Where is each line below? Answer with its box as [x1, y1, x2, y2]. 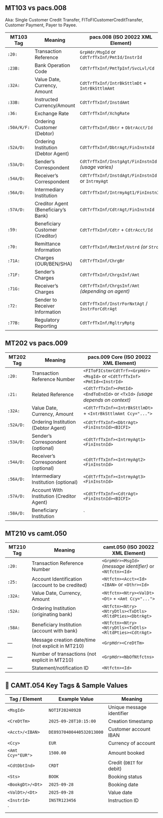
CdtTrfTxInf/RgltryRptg [80, 320, 135, 325]
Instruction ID [108, 797, 139, 804]
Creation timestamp [108, 718, 153, 725]
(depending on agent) [80, 287, 130, 294]
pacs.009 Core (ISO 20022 [87, 353, 151, 360]
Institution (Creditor [32, 493, 76, 499]
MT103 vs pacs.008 [5, 4, 67, 12]
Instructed [34, 96, 58, 103]
